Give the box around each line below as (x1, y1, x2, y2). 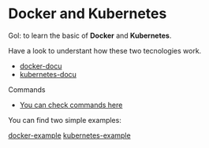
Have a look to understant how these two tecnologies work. (8, 46, 202, 55)
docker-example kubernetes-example (8, 131, 132, 140)
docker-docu (19, 61, 62, 71)
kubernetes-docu (19, 69, 77, 79)
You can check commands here (19, 100, 123, 109)
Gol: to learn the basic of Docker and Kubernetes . (8, 31, 172, 40)
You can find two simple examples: (8, 115, 122, 124)
